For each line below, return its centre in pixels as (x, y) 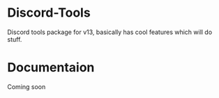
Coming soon (27, 87)
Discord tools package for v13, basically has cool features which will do (110, 32)
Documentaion (51, 68)
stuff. (15, 39)
